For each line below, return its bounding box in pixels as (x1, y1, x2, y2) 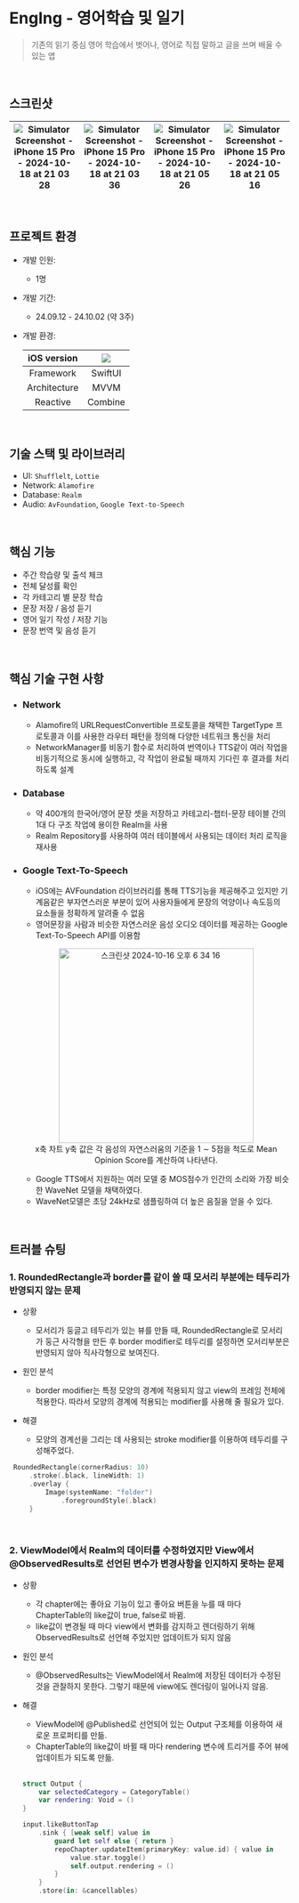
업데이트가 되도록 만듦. (35, 1752, 115, 1762)
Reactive (34, 395, 71, 408)
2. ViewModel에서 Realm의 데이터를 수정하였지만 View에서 (9, 1544, 255, 1557)
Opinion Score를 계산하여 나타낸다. (94, 1154, 218, 1166)
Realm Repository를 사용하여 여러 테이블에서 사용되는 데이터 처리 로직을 (35, 830, 287, 841)
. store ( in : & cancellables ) (38, 1886, 139, 1896)
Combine (87, 395, 126, 408)
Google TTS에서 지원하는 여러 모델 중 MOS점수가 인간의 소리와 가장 (35, 1174, 273, 1185)
